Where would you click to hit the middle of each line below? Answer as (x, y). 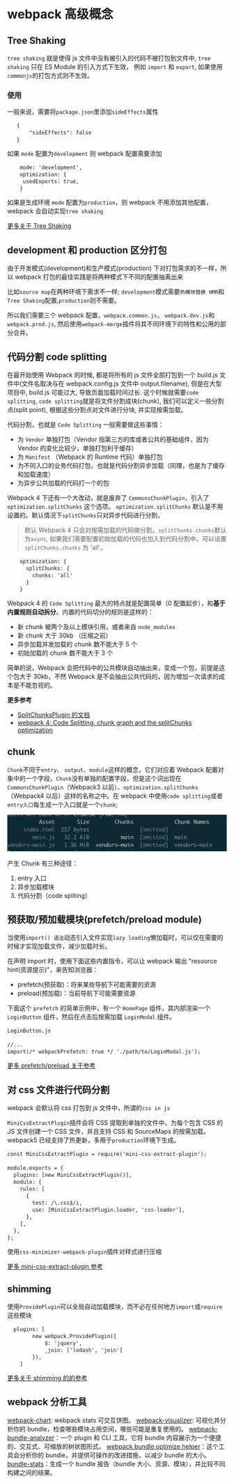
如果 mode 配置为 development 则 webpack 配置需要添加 (85, 153)
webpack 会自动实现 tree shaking (55, 211)
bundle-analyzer (31, 1438)
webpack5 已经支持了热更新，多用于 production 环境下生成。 (94, 1140)
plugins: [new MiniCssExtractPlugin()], (73, 1176)
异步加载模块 (36, 887)
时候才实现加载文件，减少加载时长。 (59, 946)
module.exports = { (36, 1169)
